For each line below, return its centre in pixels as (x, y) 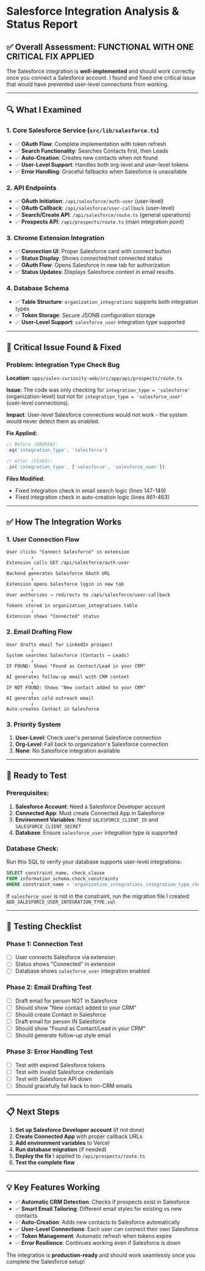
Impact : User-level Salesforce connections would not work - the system (97, 415)
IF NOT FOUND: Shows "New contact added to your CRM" (76, 688)
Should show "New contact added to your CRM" (76, 1007)
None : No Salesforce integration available (67, 751)
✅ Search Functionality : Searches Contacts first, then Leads (92, 151)
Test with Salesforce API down (54, 1079)
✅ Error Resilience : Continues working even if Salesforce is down (98, 1243)
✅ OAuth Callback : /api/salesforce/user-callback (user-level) (95, 208)
